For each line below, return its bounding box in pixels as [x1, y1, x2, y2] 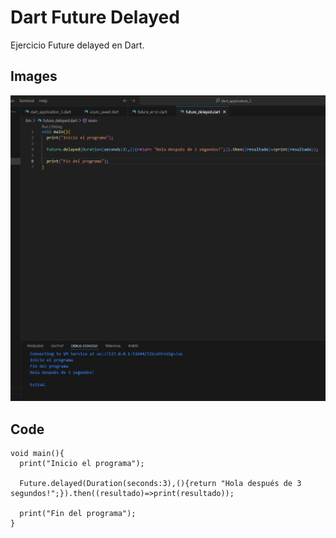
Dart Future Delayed [10, 6, 180, 29]
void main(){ [10, 449, 65, 459]
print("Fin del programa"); [19, 509, 137, 519]
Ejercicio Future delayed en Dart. [10, 39, 145, 51]
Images [10, 68, 58, 85]
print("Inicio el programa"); [19, 459, 145, 469]
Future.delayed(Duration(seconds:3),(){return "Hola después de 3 [19, 479, 302, 489]
